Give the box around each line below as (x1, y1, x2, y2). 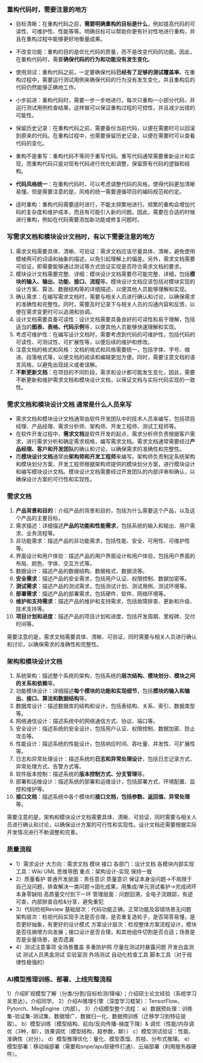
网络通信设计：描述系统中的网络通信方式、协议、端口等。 (15, 718, 158, 725)
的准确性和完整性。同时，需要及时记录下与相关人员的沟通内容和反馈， (15, 301, 190, 308)
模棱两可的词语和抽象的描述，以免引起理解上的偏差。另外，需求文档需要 (15, 255, 195, 262)
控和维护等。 (15, 785, 48, 793)
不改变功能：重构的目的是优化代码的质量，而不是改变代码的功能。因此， (15, 48, 195, 56)
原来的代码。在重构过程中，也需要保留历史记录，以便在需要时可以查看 (20, 132, 195, 140)
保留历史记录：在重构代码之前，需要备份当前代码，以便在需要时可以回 (15, 125, 190, 132)
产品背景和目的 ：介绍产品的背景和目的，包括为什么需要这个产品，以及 (15, 507, 190, 515)
